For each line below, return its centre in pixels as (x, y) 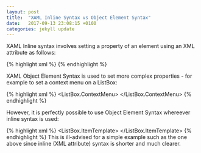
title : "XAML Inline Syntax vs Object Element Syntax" (79, 18)
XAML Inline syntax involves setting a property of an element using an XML (100, 46)
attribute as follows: (31, 53)
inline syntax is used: (33, 119)
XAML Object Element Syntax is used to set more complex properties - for (99, 76)
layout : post (23, 12)
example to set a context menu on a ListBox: (62, 83)
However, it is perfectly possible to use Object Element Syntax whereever (98, 112)
